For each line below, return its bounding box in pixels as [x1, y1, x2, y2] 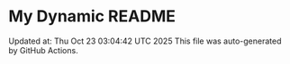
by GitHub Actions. [8, 44, 78, 55]
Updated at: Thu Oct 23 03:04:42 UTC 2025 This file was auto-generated [8, 36, 282, 46]
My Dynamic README [8, 6, 177, 27]
